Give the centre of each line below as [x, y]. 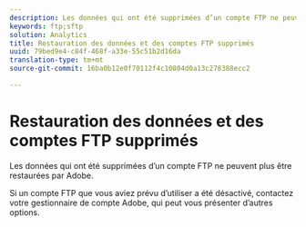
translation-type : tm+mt [56, 60]
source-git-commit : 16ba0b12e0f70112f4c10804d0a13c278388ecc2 [130, 69]
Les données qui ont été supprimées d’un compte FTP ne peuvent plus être [151, 165]
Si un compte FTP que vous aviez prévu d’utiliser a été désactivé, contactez [152, 192]
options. [25, 212]
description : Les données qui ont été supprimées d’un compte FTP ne [144, 18]
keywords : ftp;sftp [46, 26]
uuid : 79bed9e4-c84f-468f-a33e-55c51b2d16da [95, 52]
